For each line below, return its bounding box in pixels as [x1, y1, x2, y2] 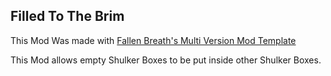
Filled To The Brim [10, 8, 125, 25]
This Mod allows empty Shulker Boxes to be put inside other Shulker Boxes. [10, 54, 322, 66]
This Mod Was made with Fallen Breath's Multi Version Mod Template [10, 34, 297, 46]
